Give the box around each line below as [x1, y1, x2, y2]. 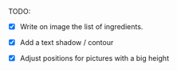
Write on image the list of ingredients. [19, 22, 144, 31]
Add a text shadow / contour [19, 38, 114, 47]
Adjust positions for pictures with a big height [19, 54, 170, 63]
